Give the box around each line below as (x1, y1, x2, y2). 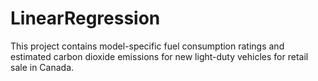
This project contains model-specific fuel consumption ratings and (10, 40, 285, 52)
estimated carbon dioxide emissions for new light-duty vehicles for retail (10, 50, 309, 62)
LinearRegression (10, 7, 161, 30)
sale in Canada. (10, 61, 75, 73)
